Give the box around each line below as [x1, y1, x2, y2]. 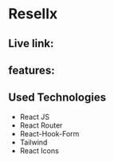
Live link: [8, 37, 54, 50]
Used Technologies [8, 91, 106, 105]
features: [8, 63, 55, 77]
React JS [19, 112, 50, 121]
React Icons [19, 145, 60, 156]
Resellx [8, 5, 58, 23]
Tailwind [19, 137, 48, 147]
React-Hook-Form [19, 128, 80, 138]
